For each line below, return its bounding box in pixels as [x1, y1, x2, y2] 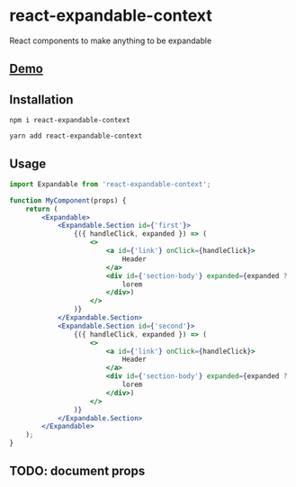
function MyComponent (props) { [9, 195, 127, 205]
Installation [9, 92, 74, 107]
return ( [25, 204, 58, 213]
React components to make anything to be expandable [9, 35, 212, 46]
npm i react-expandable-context [9, 116, 130, 125]
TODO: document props [9, 464, 146, 479]
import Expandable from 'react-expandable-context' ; [9, 179, 211, 189]
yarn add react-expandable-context [9, 131, 143, 140]
